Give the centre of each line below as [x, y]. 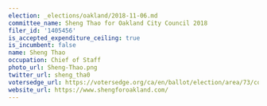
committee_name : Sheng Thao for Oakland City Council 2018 [108, 23]
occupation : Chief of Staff [55, 61]
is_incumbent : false [43, 45]
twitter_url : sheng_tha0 [49, 75]
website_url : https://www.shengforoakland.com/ [89, 90]
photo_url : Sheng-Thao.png [53, 68]
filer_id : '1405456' [43, 30]
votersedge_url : [35, 82]
